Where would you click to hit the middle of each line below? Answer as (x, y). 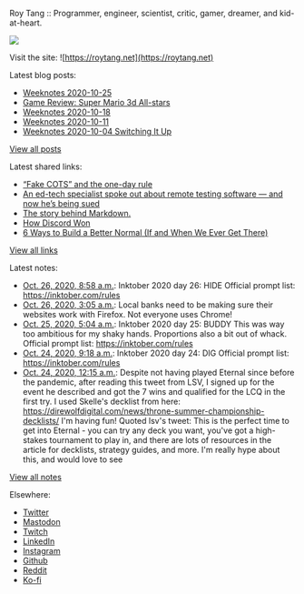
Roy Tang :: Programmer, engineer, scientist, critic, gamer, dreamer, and (144, 13)
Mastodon (41, 522)
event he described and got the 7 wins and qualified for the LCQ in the (154, 392)
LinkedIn (39, 541)
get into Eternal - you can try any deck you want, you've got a (138, 430)
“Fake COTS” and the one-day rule (87, 184)
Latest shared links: (46, 166)
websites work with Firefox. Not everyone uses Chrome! (127, 314)
